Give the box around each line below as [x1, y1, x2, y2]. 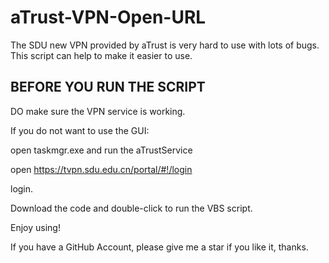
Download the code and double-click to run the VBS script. [10, 202, 253, 214]
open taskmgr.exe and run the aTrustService [10, 144, 193, 156]
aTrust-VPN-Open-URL [10, 6, 207, 29]
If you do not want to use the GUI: [10, 124, 150, 136]
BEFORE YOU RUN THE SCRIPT [10, 79, 206, 96]
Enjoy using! [10, 221, 61, 233]
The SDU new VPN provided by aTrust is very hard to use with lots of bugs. [10, 39, 320, 51]
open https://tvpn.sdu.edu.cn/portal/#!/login [10, 163, 193, 175]
